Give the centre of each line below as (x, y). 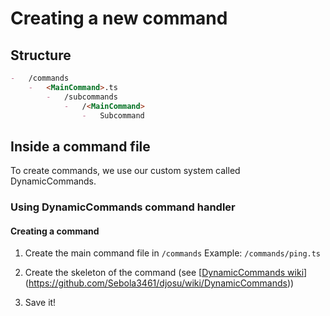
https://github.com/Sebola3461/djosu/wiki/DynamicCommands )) (161, 283)
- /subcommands (82, 97)
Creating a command (55, 231)
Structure (41, 55)
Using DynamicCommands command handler (123, 207)
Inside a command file (80, 146)
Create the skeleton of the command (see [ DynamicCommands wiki (164, 273)
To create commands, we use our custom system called (125, 171)
